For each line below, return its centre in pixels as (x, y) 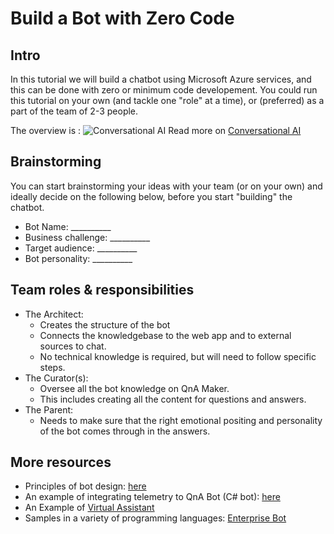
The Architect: (54, 314)
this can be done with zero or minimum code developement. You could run (164, 90)
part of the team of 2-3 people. (74, 111)
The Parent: (49, 409)
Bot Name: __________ (68, 226)
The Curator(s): (56, 378)
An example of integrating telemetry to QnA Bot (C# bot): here (152, 497)
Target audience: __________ (81, 248)
